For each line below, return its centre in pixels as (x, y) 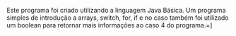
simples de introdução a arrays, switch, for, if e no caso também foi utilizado (118, 18)
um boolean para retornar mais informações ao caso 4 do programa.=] (110, 25)
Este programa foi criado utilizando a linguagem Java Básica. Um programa (116, 10)
